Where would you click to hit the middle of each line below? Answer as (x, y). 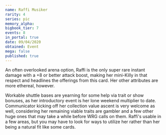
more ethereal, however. (30, 86)
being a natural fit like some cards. (41, 127)
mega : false (17, 51)
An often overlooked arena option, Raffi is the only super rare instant (75, 70)
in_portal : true (22, 38)
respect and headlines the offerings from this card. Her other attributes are (82, 80)
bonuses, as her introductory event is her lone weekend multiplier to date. (81, 101)
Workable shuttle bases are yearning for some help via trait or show (75, 95)
